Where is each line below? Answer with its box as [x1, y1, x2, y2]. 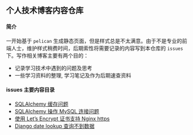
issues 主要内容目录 [6, 86, 55, 93]
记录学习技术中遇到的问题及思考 [14, 64, 92, 72]
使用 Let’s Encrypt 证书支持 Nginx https [14, 115, 110, 122]
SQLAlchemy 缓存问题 [14, 100, 69, 107]
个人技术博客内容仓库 [6, 5, 84, 16]
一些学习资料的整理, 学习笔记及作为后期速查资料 [14, 72, 131, 79]
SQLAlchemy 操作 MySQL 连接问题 [14, 107, 99, 114]
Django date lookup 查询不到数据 [14, 122, 95, 129]
